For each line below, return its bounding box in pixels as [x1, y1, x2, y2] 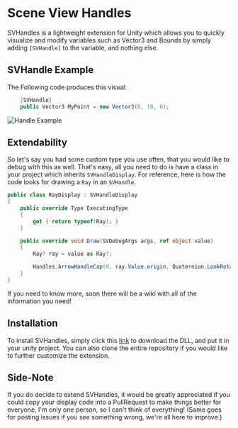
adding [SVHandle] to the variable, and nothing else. [7, 43, 159, 52]
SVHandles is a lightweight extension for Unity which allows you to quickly [7, 28, 225, 37]
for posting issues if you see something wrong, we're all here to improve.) [7, 413, 222, 422]
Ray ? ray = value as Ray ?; [33, 250, 113, 258]
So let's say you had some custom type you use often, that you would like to [7, 155, 230, 164]
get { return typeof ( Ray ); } [33, 218, 119, 225]
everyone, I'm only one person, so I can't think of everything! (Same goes [7, 405, 222, 414]
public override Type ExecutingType [20, 205, 129, 212]
